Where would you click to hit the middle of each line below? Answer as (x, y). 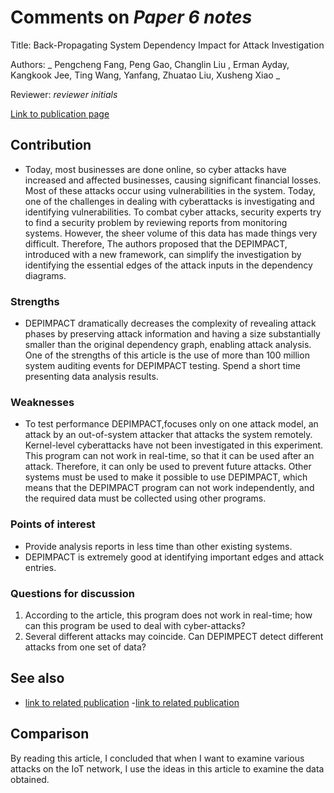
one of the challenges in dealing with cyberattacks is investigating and (169, 201)
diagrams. (45, 275)
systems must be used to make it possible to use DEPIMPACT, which (166, 477)
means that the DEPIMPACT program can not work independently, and (169, 488)
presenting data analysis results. (91, 377)
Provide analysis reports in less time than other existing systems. (158, 546)
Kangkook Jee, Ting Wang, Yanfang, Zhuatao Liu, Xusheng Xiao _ (145, 75)
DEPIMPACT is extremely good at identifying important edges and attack (174, 557)
